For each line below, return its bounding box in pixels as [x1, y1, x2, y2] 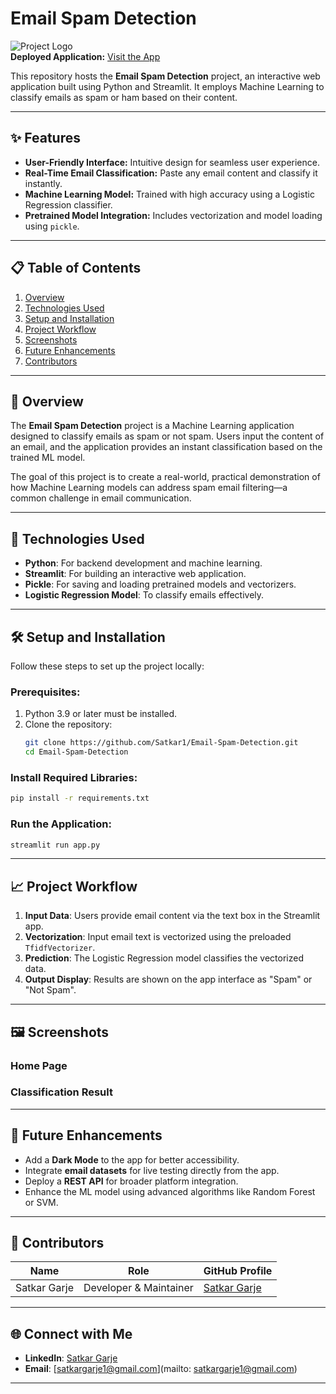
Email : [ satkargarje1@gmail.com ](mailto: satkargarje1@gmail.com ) [24, 1363, 298, 1375]
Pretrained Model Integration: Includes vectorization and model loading [24, 209, 323, 221]
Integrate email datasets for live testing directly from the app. [24, 1164, 280, 1176]
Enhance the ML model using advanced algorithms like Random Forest [24, 1185, 316, 1197]
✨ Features [10, 130, 81, 147]
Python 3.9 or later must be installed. [24, 708, 178, 720]
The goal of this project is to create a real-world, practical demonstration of [10, 471, 321, 483]
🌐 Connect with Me [10, 1325, 133, 1342]
